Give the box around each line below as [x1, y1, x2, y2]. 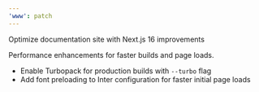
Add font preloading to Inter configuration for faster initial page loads [19, 74, 251, 84]
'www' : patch [8, 11, 53, 20]
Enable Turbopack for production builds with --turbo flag [19, 66, 212, 76]
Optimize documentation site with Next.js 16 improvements [8, 34, 205, 44]
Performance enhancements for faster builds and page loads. [8, 50, 214, 59]
